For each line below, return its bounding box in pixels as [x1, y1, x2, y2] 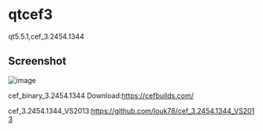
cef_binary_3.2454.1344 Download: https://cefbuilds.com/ [8, 91, 194, 100]
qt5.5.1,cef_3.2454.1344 [8, 32, 85, 41]
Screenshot [8, 54, 67, 68]
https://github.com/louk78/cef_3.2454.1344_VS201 [91, 106, 255, 115]
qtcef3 [8, 6, 54, 24]
